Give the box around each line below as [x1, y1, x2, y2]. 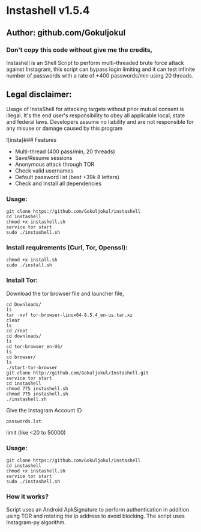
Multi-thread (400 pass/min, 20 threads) [14, 148, 115, 155]
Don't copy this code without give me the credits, [6, 46, 153, 54]
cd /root [6, 328, 28, 334]
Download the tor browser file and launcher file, [6, 290, 124, 297]
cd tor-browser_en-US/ [6, 343, 63, 349]
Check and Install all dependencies [14, 180, 102, 187]
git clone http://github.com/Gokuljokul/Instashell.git [6, 370, 149, 376]
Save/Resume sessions [14, 154, 73, 161]
